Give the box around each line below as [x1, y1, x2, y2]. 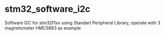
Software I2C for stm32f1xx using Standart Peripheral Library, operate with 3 [4, 20, 161, 26]
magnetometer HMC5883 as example [4, 25, 81, 31]
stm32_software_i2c [4, 3, 91, 15]
